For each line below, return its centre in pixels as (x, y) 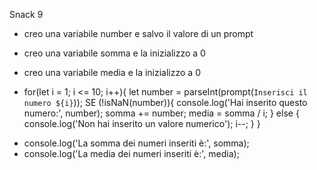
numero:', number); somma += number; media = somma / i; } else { (161, 113)
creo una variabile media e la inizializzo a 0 (112, 72)
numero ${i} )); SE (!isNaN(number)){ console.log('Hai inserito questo (165, 102)
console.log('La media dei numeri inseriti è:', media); (131, 153)
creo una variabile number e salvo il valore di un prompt (138, 33)
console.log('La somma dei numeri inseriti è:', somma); (136, 143)
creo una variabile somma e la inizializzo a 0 (114, 53)
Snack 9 (26, 14)
